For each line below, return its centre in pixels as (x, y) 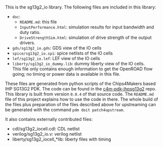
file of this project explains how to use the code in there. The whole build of (82, 99)
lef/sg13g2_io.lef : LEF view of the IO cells (56, 58)
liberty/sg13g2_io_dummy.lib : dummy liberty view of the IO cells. (79, 64)
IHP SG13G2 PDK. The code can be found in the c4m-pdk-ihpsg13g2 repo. (81, 89)
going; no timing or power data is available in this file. (66, 74)
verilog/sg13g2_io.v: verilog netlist (47, 134)
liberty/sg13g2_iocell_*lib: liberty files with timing (62, 139)
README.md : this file (38, 22)
